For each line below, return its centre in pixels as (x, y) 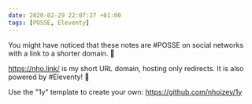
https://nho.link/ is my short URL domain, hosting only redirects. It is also (126, 68)
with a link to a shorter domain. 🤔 (61, 53)
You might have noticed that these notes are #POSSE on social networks (126, 45)
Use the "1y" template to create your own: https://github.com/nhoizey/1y (125, 91)
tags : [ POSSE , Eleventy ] (49, 23)
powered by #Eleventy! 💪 (49, 77)
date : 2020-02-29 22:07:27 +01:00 (65, 15)
